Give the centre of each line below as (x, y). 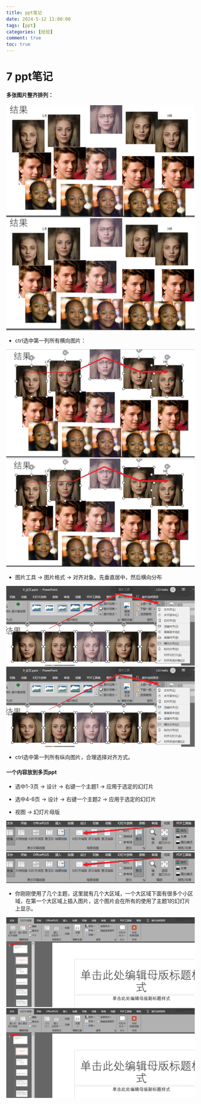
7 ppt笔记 (30, 77)
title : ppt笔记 (24, 13)
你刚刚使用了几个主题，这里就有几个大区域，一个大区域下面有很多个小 (101, 893)
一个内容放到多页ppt (31, 772)
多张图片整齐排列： (30, 95)
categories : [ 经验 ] (30, 32)
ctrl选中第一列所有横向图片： (51, 340)
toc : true (19, 44)
